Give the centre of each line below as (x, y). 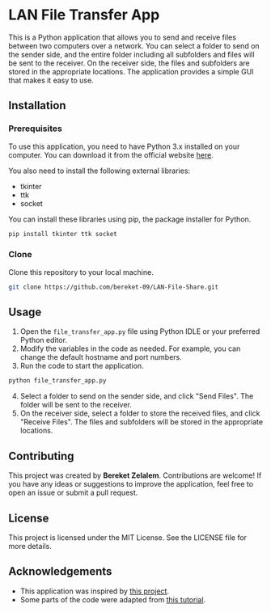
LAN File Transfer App (84, 15)
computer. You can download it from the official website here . (111, 154)
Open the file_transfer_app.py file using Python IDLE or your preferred (140, 331)
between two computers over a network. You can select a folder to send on (134, 45)
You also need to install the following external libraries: (100, 171)
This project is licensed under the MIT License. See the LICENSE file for (128, 537)
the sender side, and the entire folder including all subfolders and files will (131, 54)
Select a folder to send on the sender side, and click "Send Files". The (137, 396)
